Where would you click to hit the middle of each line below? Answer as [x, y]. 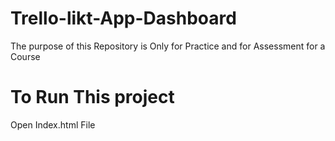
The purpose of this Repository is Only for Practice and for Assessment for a [168, 46]
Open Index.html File [53, 124]
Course [25, 56]
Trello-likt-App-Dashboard [123, 18]
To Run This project [92, 97]
